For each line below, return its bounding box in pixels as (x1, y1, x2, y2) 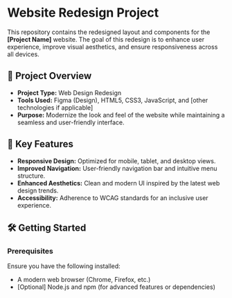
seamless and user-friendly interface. (17, 118, 125, 126)
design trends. (17, 186, 59, 194)
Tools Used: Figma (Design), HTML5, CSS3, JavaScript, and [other (17, 96, 208, 104)
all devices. (7, 50, 39, 58)
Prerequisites (7, 246, 53, 256)
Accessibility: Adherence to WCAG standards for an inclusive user (17, 193, 209, 202)
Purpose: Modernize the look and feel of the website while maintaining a (17, 110, 225, 119)
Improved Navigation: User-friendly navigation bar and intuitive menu (17, 164, 217, 172)
